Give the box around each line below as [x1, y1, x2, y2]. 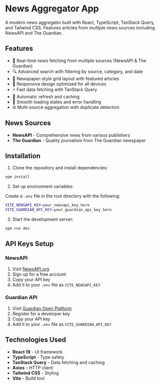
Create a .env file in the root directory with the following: [5, 193, 120, 199]
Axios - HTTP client [12, 365, 53, 371]
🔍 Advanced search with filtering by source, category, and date [12, 68, 143, 75]
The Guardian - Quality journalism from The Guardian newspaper [12, 137, 146, 143]
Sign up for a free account [12, 271, 66, 277]
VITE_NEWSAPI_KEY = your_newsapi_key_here [5, 203, 90, 208]
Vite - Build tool [12, 375, 45, 381]
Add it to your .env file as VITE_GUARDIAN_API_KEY [12, 321, 111, 327]
